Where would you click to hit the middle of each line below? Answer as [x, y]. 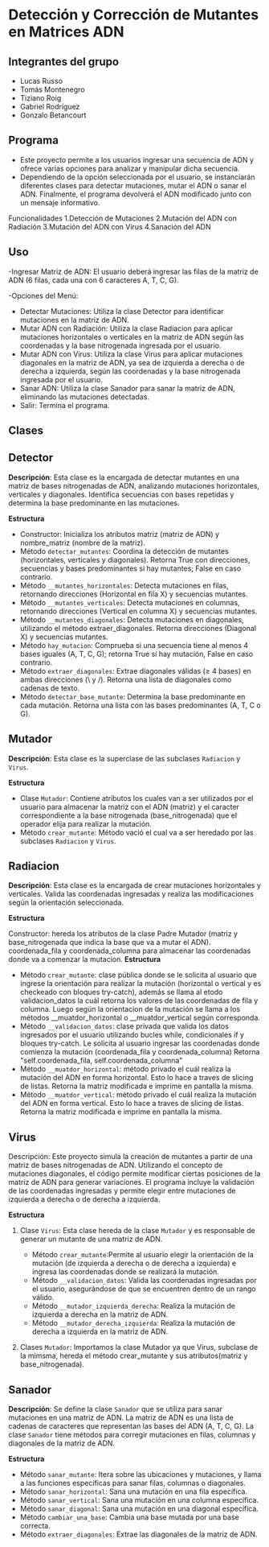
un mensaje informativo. [60, 202]
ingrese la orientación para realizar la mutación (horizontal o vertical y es [141, 984]
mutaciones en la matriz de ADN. [75, 320]
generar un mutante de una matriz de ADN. [91, 1239]
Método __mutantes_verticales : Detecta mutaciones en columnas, [130, 602]
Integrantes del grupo [63, 62]
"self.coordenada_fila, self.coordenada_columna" [101, 1061]
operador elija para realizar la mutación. [86, 823]
